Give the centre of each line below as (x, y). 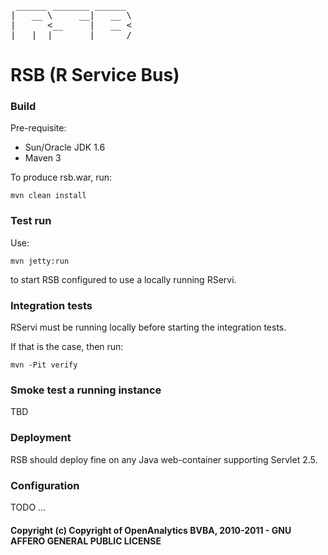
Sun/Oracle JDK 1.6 (65, 147)
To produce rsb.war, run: (61, 177)
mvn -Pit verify (44, 365)
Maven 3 (43, 158)
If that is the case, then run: (67, 347)
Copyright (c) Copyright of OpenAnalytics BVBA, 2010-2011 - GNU (151, 530)
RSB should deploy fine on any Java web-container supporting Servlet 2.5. (164, 459)
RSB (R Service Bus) (95, 75)
